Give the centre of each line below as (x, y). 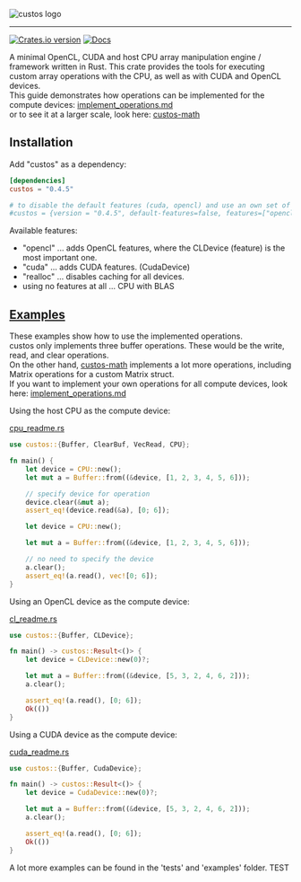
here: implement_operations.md (68, 393)
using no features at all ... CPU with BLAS (98, 287)
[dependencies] (38, 181)
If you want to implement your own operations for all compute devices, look (149, 384)
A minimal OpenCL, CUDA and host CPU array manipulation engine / (135, 57)
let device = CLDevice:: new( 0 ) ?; (88, 660)
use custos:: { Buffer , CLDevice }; (72, 635)
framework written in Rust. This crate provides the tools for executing (138, 66)
